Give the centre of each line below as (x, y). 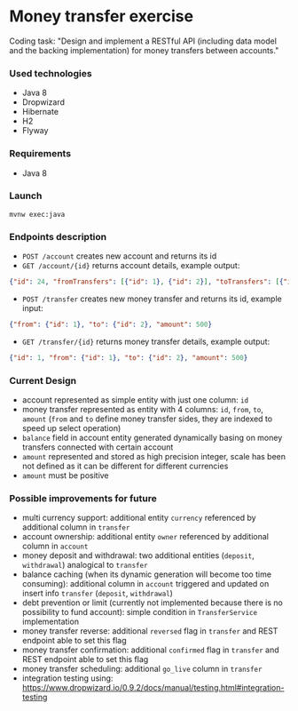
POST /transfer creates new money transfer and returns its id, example (152, 299)
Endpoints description (58, 236)
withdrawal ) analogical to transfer (85, 565)
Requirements (40, 154)
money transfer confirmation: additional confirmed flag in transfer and (150, 650)
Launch (26, 196)
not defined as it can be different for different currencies (125, 466)
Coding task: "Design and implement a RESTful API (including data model (143, 41)
